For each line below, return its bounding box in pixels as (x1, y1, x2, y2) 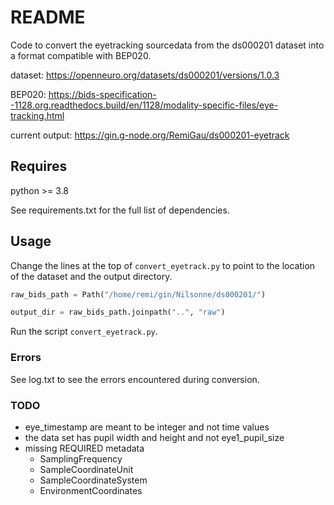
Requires (10, 158, 68, 175)
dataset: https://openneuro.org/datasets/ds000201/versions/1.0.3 (10, 69, 280, 81)
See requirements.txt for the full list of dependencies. (10, 204, 230, 216)
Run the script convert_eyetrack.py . (10, 326, 158, 338)
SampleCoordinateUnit (39, 463, 134, 475)
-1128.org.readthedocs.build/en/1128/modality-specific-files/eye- (10, 99, 279, 111)
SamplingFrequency (39, 452, 123, 465)
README (10, 6, 86, 29)
